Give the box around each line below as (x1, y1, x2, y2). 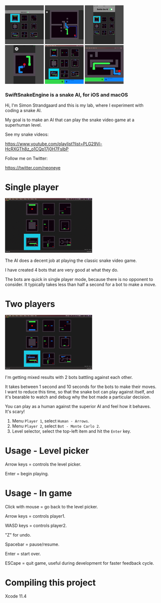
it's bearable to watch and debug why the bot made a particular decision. (5, 394, 151, 400)
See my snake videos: (5, 131, 49, 137)
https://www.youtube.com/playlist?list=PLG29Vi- (5, 141, 102, 147)
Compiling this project (5, 577, 96, 588)
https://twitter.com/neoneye (5, 165, 61, 171)
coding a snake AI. (5, 108, 42, 114)
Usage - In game (5, 488, 73, 499)
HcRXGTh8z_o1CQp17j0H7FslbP (5, 146, 69, 152)
